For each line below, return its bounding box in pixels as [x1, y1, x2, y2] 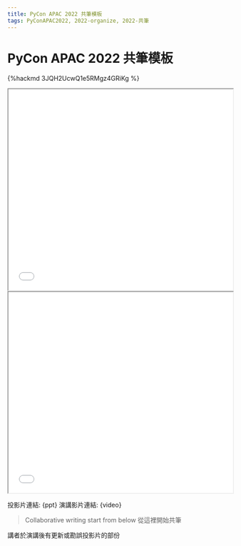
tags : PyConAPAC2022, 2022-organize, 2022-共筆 [7, 17, 150, 24]
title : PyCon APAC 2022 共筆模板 [7, 10, 103, 18]
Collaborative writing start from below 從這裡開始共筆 [24, 516, 182, 525]
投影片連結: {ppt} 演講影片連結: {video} [7, 501, 122, 510]
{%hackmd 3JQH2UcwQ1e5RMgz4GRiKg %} [7, 74, 140, 83]
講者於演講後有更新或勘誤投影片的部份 [7, 531, 120, 540]
